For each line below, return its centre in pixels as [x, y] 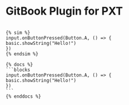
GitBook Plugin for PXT [64, 11]
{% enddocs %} [24, 96]
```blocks [18, 70]
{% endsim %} [22, 54]
